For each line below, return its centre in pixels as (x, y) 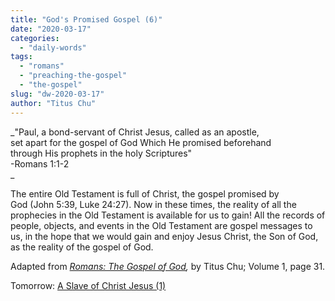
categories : (35, 38)
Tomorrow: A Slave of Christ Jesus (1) (88, 285)
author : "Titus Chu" (53, 103)
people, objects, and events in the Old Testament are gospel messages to (161, 225)
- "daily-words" (53, 47)
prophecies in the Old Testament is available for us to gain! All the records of (168, 215)
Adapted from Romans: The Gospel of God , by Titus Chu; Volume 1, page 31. (168, 266)
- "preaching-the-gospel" (73, 76)
